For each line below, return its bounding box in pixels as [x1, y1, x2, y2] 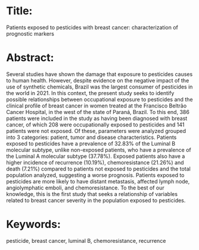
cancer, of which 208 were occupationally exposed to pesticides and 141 [6, 121, 185, 128]
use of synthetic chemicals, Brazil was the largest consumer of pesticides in [6, 83, 193, 90]
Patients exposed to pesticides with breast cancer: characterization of [6, 24, 179, 31]
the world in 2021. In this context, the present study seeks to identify [6, 89, 175, 96]
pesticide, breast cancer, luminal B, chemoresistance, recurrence [6, 237, 166, 244]
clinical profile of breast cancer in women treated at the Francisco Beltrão [6, 102, 187, 109]
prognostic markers [6, 30, 55, 37]
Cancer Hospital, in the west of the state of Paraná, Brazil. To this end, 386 [6, 108, 189, 115]
